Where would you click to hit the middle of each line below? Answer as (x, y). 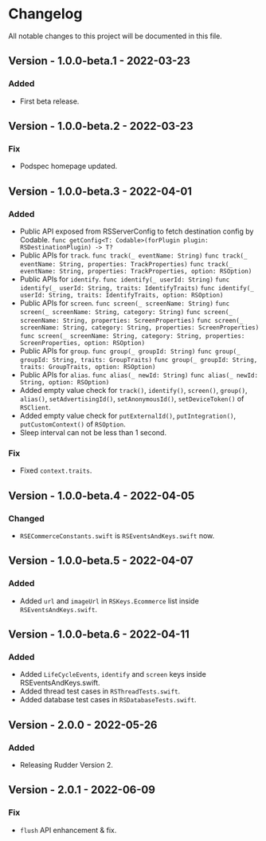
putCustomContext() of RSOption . (72, 424)
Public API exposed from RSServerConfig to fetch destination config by (137, 231)
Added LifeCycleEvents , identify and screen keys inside (113, 674)
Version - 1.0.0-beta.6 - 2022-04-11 (99, 635)
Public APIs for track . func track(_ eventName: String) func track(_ (133, 255)
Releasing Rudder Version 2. (66, 765)
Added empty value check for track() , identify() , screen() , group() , (133, 390)
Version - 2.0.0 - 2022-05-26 (83, 725)
